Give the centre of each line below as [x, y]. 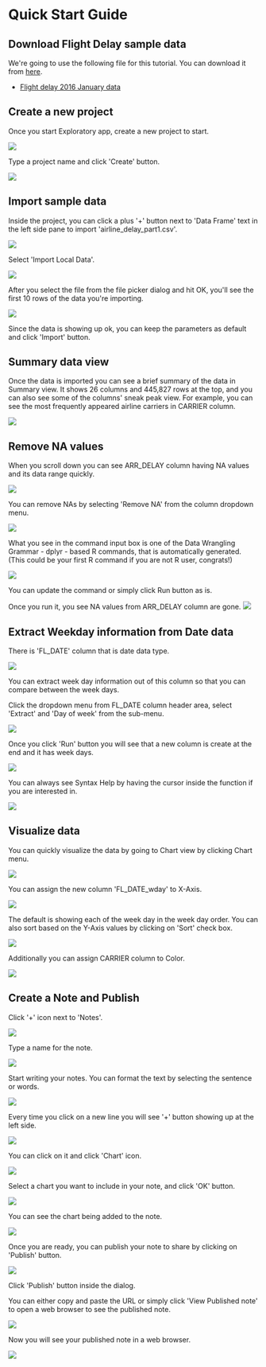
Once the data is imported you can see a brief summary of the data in [122, 381]
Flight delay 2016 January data [70, 87]
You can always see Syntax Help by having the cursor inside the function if [131, 783]
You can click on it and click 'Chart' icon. [75, 1155]
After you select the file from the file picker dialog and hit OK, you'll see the [131, 290]
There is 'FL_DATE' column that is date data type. [89, 651]
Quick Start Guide [68, 15]
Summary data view [59, 362]
